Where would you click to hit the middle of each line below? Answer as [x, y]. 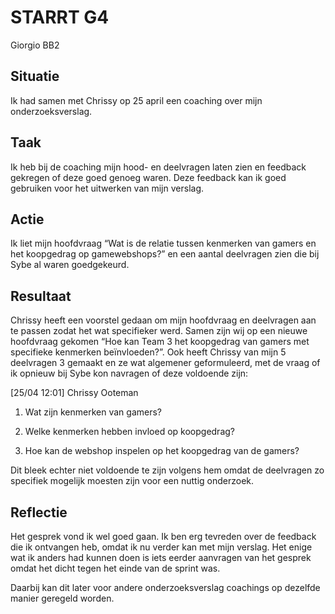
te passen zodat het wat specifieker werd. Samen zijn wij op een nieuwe [159, 331]
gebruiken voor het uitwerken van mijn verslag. [107, 188]
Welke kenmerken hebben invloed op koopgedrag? [129, 432]
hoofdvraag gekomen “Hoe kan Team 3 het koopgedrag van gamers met [160, 342]
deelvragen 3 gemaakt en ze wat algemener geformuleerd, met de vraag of [165, 363]
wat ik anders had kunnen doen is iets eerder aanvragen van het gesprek [161, 557]
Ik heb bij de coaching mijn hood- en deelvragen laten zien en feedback [158, 167]
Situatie [35, 76]
